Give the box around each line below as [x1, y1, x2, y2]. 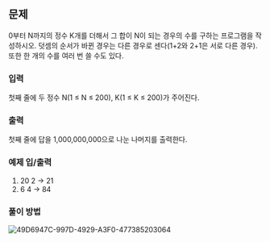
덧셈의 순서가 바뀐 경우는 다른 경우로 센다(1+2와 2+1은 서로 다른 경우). [38, 40, 258, 50]
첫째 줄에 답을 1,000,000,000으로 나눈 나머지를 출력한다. [8, 135, 188, 144]
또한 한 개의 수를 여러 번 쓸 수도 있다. [8, 51, 124, 60]
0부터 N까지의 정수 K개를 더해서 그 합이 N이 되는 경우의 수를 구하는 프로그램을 [8, 31, 254, 40]
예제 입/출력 [8, 156, 52, 168]
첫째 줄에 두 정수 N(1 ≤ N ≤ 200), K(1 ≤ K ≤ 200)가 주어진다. [8, 93, 200, 102]
